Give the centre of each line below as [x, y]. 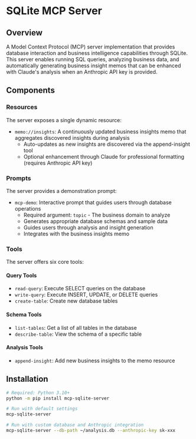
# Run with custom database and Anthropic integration [75, 425]
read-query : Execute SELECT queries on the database [80, 289]
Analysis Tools [24, 348]
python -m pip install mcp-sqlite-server [58, 398]
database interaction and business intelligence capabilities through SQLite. [97, 53]
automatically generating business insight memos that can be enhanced [94, 65]
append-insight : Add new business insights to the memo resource [95, 361]
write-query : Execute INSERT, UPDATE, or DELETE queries [86, 295]
